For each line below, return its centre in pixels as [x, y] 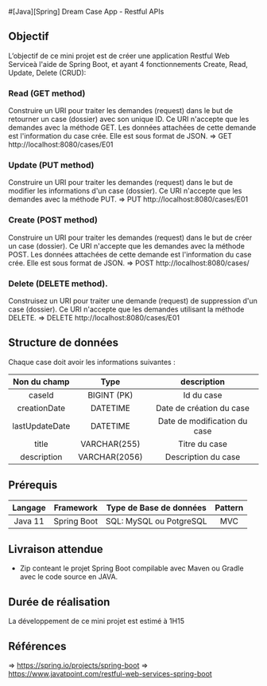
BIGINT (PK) [110, 395]
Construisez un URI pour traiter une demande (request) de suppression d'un [133, 301]
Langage [29, 508]
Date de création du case [203, 408]
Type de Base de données [156, 508]
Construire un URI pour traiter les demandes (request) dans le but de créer [130, 237]
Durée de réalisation [59, 602]
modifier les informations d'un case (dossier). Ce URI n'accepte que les [125, 191]
